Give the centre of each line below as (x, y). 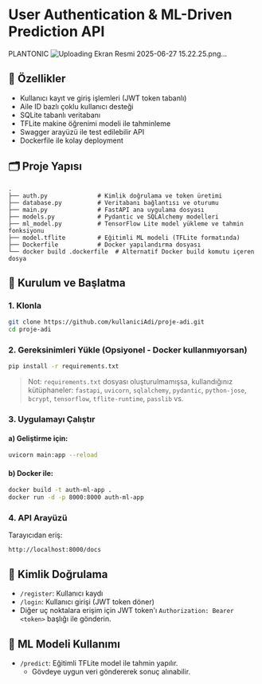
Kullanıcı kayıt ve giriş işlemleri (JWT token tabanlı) (103, 98)
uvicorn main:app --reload (53, 455)
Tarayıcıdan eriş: (35, 535)
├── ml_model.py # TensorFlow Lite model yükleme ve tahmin (126, 224)
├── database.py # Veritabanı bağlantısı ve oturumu (113, 202)
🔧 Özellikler (37, 79)
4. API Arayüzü (38, 518)
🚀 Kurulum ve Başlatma (67, 283)
